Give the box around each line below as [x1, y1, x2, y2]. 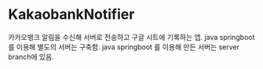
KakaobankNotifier [8, 5, 135, 24]
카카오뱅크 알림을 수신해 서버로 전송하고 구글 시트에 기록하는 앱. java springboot [8, 32, 255, 42]
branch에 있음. [8, 52, 54, 61]
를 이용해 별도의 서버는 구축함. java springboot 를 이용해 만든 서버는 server [8, 42, 240, 52]
